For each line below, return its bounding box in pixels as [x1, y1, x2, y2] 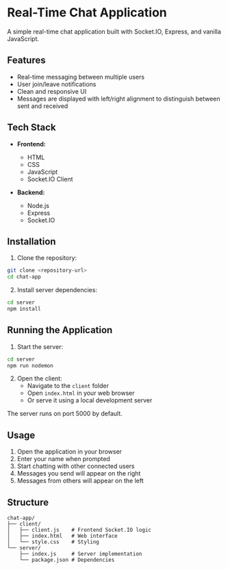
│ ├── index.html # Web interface [7, 532, 118, 540]
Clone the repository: [16, 254, 77, 262]
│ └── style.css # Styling [7, 539, 99, 545]
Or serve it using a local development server [27, 396, 153, 404]
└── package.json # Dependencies [19, 556, 115, 564]
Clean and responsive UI [16, 87, 87, 95]
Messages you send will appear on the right [16, 469, 141, 478]
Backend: [16, 188, 45, 196]
